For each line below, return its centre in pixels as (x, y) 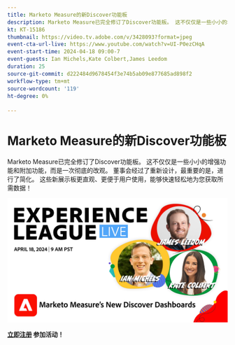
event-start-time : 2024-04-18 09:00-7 (64, 52)
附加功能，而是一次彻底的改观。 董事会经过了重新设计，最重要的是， (118, 171)
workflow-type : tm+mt (39, 81)
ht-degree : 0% (28, 96)
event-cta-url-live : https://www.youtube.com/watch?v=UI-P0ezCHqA (106, 44)
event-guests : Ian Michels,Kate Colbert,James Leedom (87, 59)
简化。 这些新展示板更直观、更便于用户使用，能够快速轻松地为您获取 (118, 179)
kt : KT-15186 (26, 29)
